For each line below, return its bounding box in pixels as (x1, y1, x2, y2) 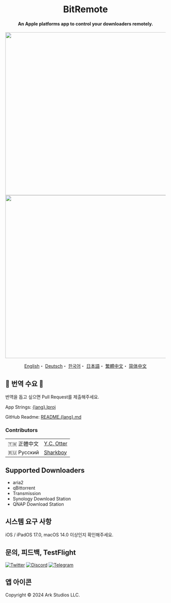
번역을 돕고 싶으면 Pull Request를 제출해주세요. (5, 394, 99, 400)
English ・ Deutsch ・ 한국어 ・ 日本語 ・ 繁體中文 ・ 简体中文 (24, 363, 147, 369)
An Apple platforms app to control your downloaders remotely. (17, 20, 154, 26)
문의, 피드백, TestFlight (5, 548, 76, 557)
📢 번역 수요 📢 (5, 379, 44, 388)
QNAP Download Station (12, 501, 64, 507)
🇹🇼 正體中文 (8, 440, 39, 447)
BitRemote (63, 4, 108, 15)
